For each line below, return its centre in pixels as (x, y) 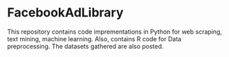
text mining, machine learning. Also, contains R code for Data (94, 38)
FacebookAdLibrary (65, 13)
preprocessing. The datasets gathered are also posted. (85, 46)
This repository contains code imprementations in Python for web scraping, (115, 32)
